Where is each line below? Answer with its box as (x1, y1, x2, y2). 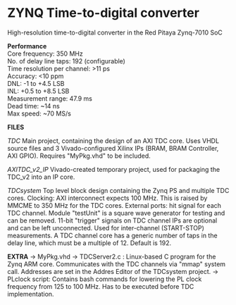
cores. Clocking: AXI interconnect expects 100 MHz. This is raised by (7, 194, 208, 202)
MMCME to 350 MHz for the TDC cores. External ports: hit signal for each (7, 201, 222, 209)
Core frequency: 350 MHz (7, 49, 83, 58)
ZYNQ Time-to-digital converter (7, 5, 199, 21)
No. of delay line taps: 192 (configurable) (7, 56, 125, 65)
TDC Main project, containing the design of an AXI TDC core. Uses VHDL (7, 136, 220, 145)
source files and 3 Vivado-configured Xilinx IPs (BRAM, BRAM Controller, (7, 144, 219, 152)
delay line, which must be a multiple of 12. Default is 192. (7, 238, 172, 247)
